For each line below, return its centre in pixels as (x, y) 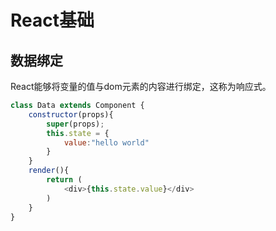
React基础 (52, 20)
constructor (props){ (71, 114)
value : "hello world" (106, 142)
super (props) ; (75, 124)
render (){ (49, 171)
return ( (64, 180)
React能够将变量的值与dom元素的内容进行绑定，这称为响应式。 (141, 86)
